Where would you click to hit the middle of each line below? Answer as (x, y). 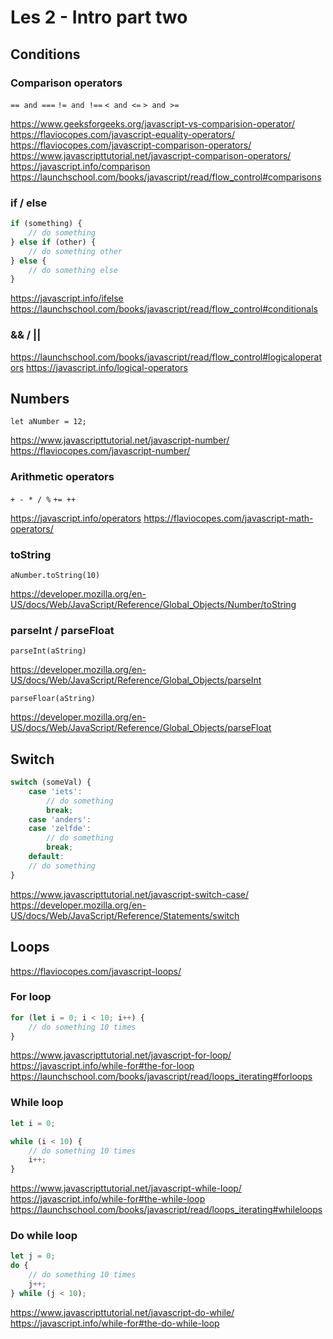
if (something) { (46, 224)
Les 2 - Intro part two (99, 17)
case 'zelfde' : (60, 829)
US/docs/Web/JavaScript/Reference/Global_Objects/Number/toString (153, 604)
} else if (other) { (53, 242)
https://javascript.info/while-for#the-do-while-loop (115, 1323)
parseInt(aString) (48, 651)
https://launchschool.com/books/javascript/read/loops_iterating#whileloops (166, 1210)
